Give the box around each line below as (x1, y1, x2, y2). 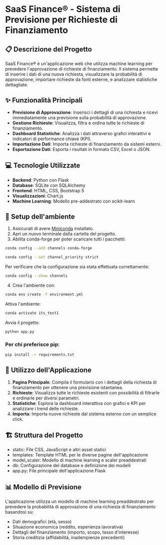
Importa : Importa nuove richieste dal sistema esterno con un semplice (12, 411, 157, 417)
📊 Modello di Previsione (5, 483, 82, 491)
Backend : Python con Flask (12, 177, 69, 183)
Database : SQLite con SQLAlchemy (12, 182, 85, 188)
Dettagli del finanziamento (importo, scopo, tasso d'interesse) (12, 529, 139, 535)
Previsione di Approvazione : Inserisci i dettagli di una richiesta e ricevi (12, 109, 158, 115)
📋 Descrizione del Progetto (5, 45, 92, 53)
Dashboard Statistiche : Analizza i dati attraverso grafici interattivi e (12, 130, 151, 136)
